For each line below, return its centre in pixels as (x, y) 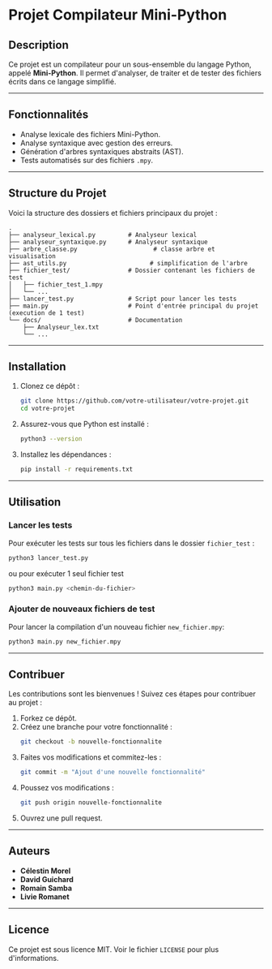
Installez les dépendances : (66, 454)
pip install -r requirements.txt (76, 469)
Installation (37, 367)
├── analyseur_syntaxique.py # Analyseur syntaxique (108, 242)
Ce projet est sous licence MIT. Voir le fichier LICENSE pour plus (114, 949)
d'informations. (34, 958)
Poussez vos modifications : (67, 788)
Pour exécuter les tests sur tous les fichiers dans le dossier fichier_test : (132, 543)
